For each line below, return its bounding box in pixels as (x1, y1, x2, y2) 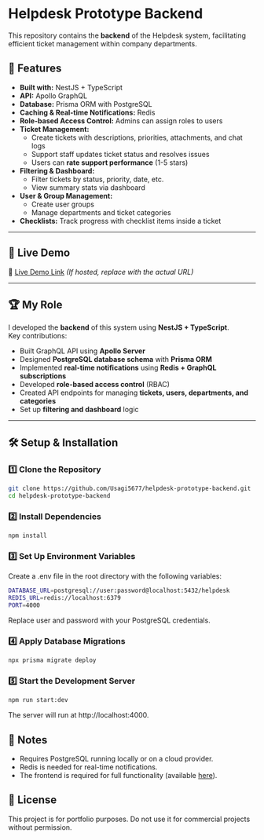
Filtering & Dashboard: (19, 166, 95, 175)
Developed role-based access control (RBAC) (19, 380, 170, 389)
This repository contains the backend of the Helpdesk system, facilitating (8, 31, 246, 40)
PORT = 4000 (8, 601, 41, 609)
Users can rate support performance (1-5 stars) (31, 158, 189, 167)
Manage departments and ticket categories (31, 207, 171, 217)
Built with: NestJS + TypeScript (19, 82, 123, 92)
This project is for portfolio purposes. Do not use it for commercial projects (8, 814, 251, 824)
